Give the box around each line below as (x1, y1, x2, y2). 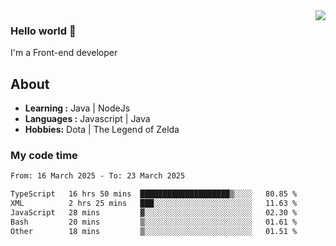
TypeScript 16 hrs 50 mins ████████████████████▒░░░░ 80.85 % (10, 189, 298, 199)
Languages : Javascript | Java (24, 113, 151, 125)
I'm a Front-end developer (10, 47, 118, 59)
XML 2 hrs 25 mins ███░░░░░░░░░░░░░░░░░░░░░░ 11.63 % (10, 199, 298, 209)
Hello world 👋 (10, 24, 77, 38)
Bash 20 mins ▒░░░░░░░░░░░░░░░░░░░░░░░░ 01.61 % (10, 217, 298, 227)
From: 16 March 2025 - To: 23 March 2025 (10, 171, 186, 181)
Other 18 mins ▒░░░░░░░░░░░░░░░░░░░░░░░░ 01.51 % (10, 226, 298, 236)
